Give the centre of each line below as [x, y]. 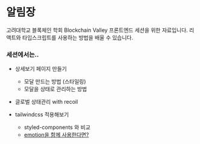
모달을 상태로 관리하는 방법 [55, 89]
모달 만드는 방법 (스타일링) [55, 82]
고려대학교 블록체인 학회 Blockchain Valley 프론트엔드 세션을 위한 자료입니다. [97, 30]
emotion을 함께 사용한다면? [56, 135]
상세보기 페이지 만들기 [41, 69]
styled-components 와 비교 [57, 127]
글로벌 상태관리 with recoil [46, 102]
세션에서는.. [23, 55]
